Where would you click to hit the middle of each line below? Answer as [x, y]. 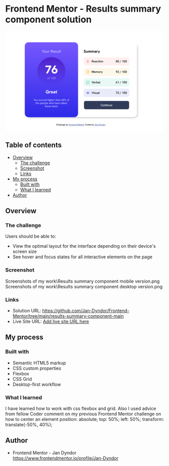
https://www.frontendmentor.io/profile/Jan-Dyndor [66, 458]
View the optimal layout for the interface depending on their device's [84, 246]
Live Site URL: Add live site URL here [51, 322]
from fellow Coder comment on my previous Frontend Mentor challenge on [83, 414]
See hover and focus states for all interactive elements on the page [82, 257]
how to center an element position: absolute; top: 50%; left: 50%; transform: [85, 419]
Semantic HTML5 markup [39, 363]
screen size [25, 252]
